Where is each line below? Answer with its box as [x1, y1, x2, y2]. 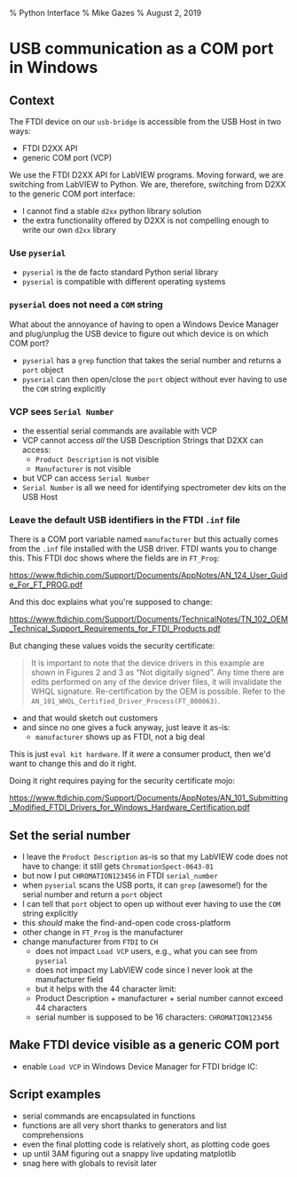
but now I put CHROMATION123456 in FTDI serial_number [21, 871, 219, 880]
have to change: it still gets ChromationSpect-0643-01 [21, 861, 215, 871]
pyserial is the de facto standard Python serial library [21, 266, 219, 278]
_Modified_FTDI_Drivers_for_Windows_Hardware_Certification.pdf [9, 802, 251, 813]
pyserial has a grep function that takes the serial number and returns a [21, 354, 282, 365]
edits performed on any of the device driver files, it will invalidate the [30, 677, 282, 688]
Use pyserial [9, 246, 66, 258]
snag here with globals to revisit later [21, 1157, 158, 1168]
